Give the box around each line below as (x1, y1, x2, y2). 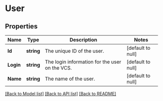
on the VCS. (45, 65, 72, 71)
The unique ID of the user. (45, 48, 104, 54)
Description (69, 37, 98, 43)
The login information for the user (45, 58, 121, 65)
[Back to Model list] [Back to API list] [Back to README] (5, 91, 116, 97)
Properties (5, 22, 38, 30)
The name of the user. (45, 75, 96, 82)
